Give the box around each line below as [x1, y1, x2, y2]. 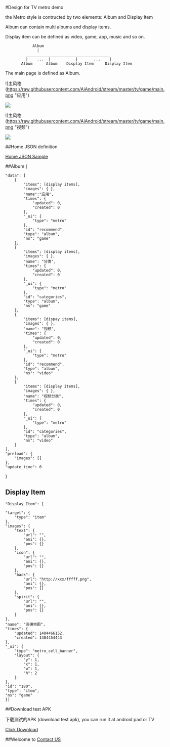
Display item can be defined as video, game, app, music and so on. [5, 34, 145, 39]
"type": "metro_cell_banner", [14, 648, 78, 653]
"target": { [5, 510, 30, 515]
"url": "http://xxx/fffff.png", [23, 577, 92, 582]
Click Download [5, 726, 38, 732]
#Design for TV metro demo [5, 5, 64, 10]
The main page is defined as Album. [5, 70, 80, 76]
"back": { [14, 572, 35, 577]
